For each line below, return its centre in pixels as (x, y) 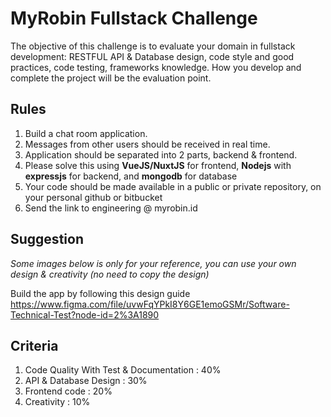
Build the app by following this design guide (100, 293)
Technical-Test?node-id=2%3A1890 (85, 314)
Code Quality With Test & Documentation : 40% (123, 370)
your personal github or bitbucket (93, 197)
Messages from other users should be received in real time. (147, 144)
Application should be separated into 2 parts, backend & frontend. (161, 154)
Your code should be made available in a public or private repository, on (173, 186)
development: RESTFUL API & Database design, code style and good (152, 56)
